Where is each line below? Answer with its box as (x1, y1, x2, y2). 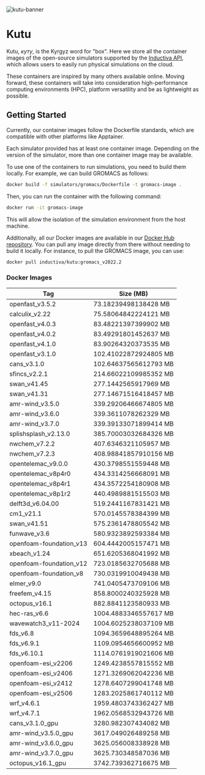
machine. (6, 222, 30, 230)
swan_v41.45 (9, 380, 48, 388)
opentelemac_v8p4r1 (9, 479, 71, 488)
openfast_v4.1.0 (9, 340, 56, 348)
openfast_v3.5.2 (9, 300, 56, 308)
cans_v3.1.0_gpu (9, 719, 59, 727)
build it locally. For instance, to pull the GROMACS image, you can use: (6, 247, 185, 254)
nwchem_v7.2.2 (9, 439, 55, 448)
